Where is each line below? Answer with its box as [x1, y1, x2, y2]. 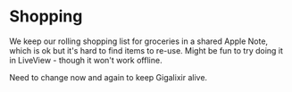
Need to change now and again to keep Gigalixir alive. [9, 71, 208, 82]
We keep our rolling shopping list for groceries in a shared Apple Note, [9, 36, 269, 46]
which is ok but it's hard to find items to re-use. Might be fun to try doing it [9, 45, 284, 55]
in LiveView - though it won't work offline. [9, 54, 163, 65]
